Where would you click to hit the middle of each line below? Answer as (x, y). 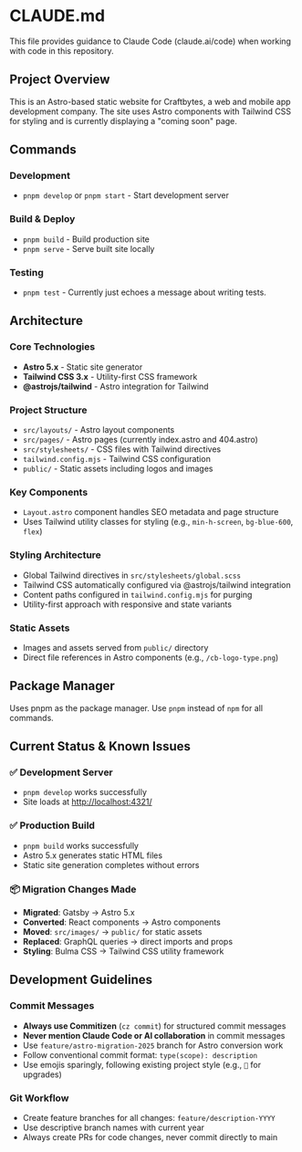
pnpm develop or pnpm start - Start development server (126, 195)
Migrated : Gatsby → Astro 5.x (78, 912)
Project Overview (60, 80)
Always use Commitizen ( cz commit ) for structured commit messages (154, 1026)
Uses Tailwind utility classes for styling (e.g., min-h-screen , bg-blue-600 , (158, 522)
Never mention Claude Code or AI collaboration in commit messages (154, 1035)
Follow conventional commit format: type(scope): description (140, 1054)
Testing (26, 272)
